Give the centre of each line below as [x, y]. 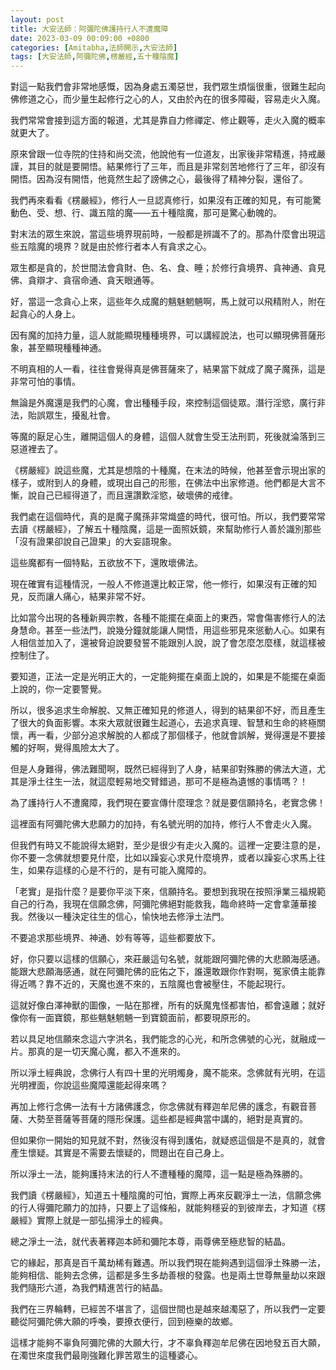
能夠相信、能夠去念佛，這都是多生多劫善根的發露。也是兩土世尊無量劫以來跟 [168, 1275]
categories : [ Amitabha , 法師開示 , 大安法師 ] [94, 47]
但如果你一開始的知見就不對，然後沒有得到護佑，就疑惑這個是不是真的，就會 [168, 1140]
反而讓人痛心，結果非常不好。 [89, 597]
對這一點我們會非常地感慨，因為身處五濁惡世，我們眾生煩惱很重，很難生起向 [168, 87]
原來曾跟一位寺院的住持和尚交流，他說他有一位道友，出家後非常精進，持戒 [163, 154]
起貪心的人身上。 [45, 314]
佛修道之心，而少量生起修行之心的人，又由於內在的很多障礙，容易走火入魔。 [168, 99]
